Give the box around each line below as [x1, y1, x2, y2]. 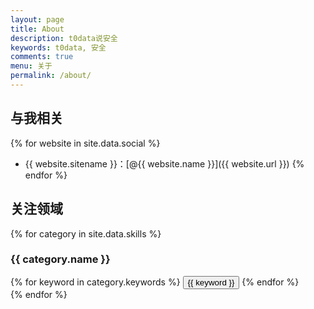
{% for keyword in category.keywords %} [10, 276, 181, 288]
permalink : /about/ [10, 71, 92, 81]
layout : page [10, 14, 65, 25]
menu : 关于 [10, 61, 53, 71]
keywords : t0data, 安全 [10, 42, 107, 53]
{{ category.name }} [10, 252, 111, 266]
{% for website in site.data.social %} [10, 137, 161, 149]
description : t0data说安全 [10, 33, 118, 43]
